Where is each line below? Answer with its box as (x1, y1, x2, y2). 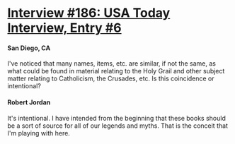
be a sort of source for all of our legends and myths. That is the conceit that (7, 121, 229, 130)
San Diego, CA (7, 44, 51, 52)
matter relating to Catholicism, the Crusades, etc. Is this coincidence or (7, 74, 214, 83)
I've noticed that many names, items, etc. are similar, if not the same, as (7, 59, 216, 68)
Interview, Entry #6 (7, 20, 122, 36)
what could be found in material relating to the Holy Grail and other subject (7, 67, 225, 76)
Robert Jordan (7, 97, 51, 107)
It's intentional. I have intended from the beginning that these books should (7, 114, 227, 122)
